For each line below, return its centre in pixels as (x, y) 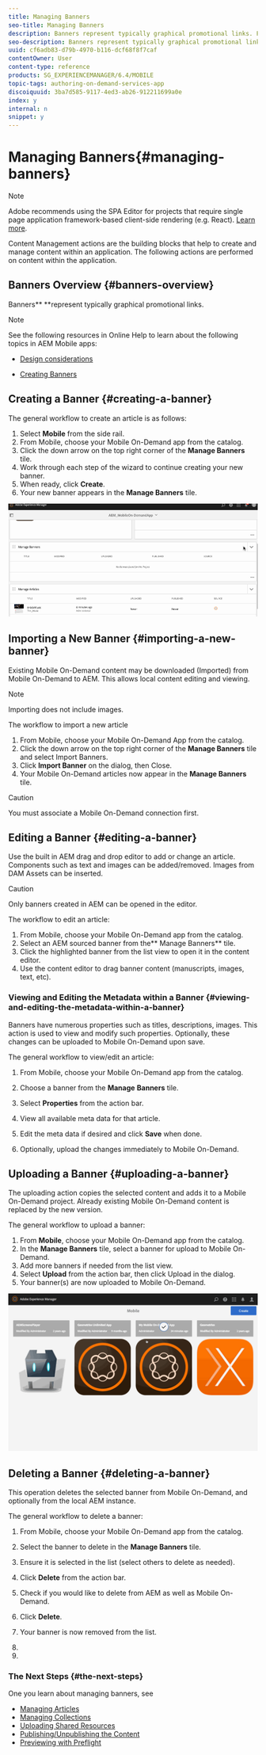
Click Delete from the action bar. (73, 1578)
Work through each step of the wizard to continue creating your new (131, 467)
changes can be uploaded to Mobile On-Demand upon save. (107, 1041)
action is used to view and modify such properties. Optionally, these (119, 1033)
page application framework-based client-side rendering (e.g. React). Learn (132, 220)
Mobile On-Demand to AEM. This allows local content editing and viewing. (129, 678)
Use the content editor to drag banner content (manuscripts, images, (132, 969)
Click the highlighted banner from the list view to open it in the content (134, 952)
